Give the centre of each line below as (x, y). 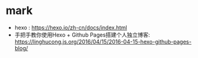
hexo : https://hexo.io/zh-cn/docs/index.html (71, 27)
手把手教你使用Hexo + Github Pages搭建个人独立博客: (82, 35)
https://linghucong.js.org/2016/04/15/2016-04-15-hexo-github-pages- (103, 42)
